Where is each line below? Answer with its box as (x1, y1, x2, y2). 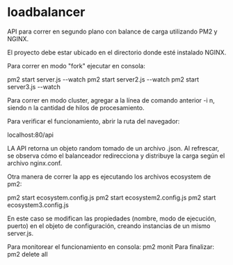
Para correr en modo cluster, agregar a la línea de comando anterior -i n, (7, 96, 216, 105)
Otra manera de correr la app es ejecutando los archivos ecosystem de (7, 172, 211, 181)
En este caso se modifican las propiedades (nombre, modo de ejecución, (7, 214, 217, 222)
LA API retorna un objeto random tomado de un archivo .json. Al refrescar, (7, 144, 220, 152)
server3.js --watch (7, 82, 61, 91)
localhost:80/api (7, 130, 54, 139)
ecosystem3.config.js (7, 200, 70, 209)
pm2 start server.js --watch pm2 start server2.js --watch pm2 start (7, 75, 200, 84)
